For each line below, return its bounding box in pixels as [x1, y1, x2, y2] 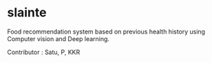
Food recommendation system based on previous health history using [7, 27, 205, 36]
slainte [7, 5, 47, 21]
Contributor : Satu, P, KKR [7, 48, 81, 56]
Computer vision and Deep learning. [7, 34, 110, 42]
